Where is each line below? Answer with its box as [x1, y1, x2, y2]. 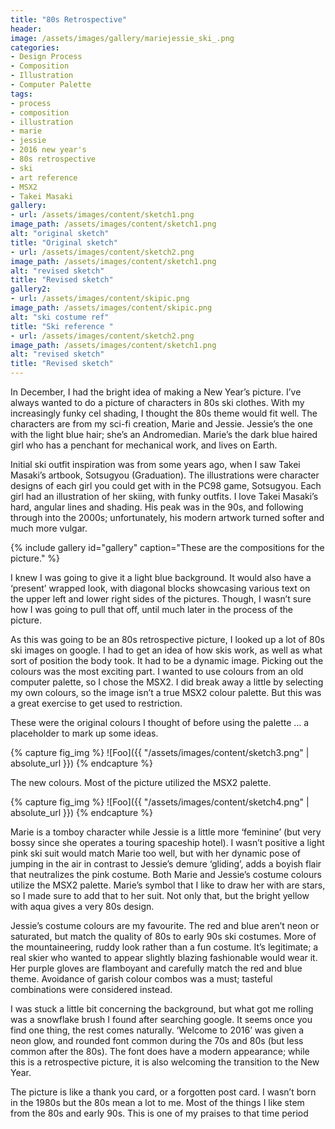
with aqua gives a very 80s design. [10, 901, 155, 912]
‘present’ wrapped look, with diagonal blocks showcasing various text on [10, 582, 311, 594]
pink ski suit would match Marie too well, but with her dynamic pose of [10, 847, 302, 859]
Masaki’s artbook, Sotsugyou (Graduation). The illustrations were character [10, 469, 320, 481]
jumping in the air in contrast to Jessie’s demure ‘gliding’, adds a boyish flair [10, 858, 322, 870]
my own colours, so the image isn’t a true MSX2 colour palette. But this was [10, 687, 322, 698]
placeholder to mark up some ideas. [10, 727, 159, 739]
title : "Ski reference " [10, 321, 114, 331]
